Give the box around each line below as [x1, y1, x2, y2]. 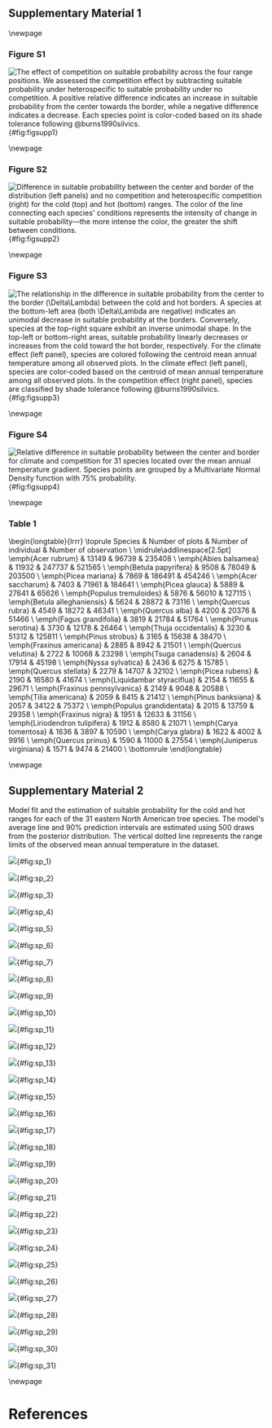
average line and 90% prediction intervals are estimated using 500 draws [8, 823, 255, 833]
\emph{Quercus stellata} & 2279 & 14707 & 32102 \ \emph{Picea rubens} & [8, 666, 259, 676]
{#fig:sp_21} [16, 1193, 57, 1202]
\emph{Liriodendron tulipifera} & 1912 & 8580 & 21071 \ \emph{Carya [8, 718, 239, 728]
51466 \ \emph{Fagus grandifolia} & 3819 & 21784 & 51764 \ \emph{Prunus [8, 614, 259, 624]
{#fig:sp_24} [16, 1243, 59, 1253]
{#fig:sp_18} [16, 1142, 57, 1152]
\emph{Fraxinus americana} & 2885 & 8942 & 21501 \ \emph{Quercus [8, 640, 242, 650]
